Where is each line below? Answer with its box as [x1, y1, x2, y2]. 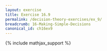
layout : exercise [5, 7, 42, 13]
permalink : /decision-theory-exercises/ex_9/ [5, 17, 102, 22]
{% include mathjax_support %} [5, 40, 71, 46]
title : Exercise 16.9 [5, 12, 51, 17]
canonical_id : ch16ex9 [5, 26, 53, 31]
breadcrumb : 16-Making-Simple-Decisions [5, 21, 91, 27]
